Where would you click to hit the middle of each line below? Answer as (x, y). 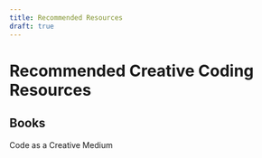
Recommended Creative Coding (132, 71)
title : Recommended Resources (66, 18)
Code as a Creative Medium (61, 144)
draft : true (32, 26)
